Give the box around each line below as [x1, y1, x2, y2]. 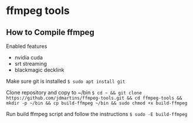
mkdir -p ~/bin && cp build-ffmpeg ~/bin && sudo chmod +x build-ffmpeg [6, 100, 188, 106]
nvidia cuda [14, 54, 43, 61]
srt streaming [14, 60, 47, 67]
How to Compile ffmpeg [6, 27, 95, 37]
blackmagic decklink [14, 66, 65, 73]
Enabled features [6, 43, 48, 50]
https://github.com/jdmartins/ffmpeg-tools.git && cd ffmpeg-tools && [6, 95, 182, 101]
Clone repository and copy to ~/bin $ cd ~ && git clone [6, 89, 142, 96]
